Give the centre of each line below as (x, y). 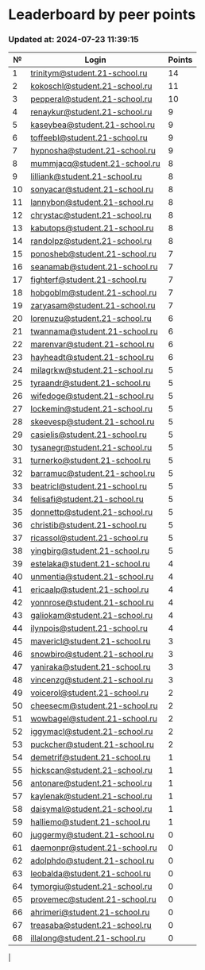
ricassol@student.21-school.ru (89, 538)
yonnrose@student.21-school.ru (92, 603)
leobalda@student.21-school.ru (91, 874)
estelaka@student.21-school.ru (91, 564)
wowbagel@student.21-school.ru (94, 719)
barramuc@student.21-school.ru (93, 473)
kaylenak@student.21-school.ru (91, 796)
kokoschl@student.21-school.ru (91, 87)
